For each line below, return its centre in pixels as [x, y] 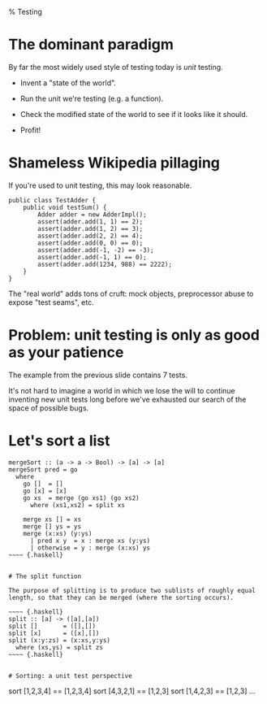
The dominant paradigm [91, 45]
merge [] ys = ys [52, 526]
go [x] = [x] [45, 491]
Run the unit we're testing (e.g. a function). [92, 98]
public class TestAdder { [52, 200]
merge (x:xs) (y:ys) [58, 533]
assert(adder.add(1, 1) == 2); [90, 222]
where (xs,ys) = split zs [60, 647]
